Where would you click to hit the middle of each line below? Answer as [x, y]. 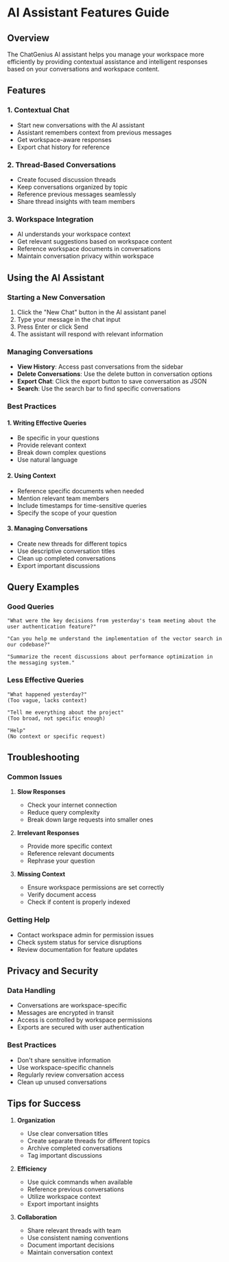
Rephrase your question [61, 861]
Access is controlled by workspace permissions [85, 1020]
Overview [28, 38]
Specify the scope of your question [67, 513]
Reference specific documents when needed [81, 491]
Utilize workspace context [64, 1196]
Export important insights [63, 1204]
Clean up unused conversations [62, 1082]
